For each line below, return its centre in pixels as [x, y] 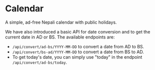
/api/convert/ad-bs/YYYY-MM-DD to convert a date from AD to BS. [78, 46]
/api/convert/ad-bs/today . [40, 62]
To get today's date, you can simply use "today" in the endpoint [77, 57]
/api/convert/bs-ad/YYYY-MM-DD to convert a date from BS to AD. [78, 52]
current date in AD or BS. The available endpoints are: [60, 37]
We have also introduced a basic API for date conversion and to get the [78, 32]
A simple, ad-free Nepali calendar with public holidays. [61, 22]
